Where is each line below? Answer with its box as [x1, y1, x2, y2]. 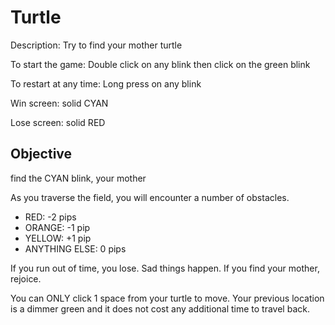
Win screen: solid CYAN [10, 97, 109, 109]
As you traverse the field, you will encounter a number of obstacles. [10, 191, 290, 203]
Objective [10, 146, 73, 163]
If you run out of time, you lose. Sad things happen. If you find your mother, [10, 262, 320, 274]
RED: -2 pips [24, 211, 77, 223]
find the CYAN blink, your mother [10, 172, 147, 184]
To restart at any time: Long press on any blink [10, 77, 202, 90]
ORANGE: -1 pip [24, 221, 91, 233]
